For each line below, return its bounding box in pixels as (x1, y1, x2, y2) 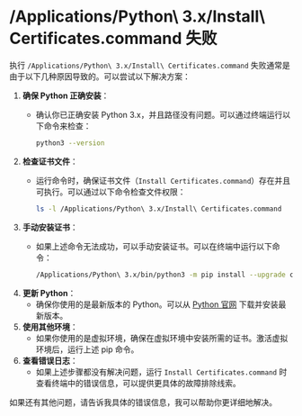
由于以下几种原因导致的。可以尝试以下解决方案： (9, 70, 191, 82)
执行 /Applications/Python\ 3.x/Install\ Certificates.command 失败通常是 (9, 59, 290, 70)
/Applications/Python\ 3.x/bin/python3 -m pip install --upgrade (35, 270, 286, 279)
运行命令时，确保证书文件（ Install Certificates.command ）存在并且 (35, 175, 291, 185)
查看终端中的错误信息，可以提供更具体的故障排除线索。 (35, 377, 241, 388)
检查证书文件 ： (22, 156, 78, 167)
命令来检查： (43, 120, 92, 131)
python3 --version (35, 138, 105, 148)
